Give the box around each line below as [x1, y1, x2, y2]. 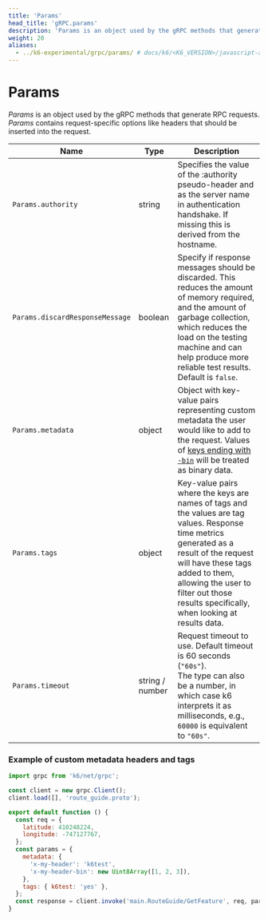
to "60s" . [177, 730, 210, 741]
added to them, [177, 567, 235, 578]
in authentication [177, 199, 241, 210]
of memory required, [177, 291, 255, 303]
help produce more [177, 351, 250, 363]
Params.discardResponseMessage [12, 312, 132, 322]
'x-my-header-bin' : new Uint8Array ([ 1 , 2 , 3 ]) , [29, 867, 191, 875]
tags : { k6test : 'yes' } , [22, 882, 109, 890]
